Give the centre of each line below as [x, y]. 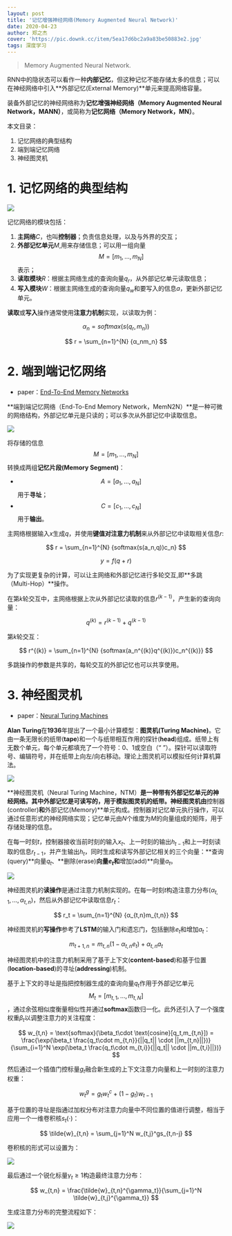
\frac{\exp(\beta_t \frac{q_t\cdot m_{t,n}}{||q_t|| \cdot [97, 1040]
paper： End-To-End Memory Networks [73, 392]
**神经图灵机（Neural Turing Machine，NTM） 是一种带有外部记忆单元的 [110, 792]
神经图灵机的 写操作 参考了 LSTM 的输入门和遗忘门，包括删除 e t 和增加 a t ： [109, 930]
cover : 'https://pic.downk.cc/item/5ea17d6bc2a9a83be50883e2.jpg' [105, 39]
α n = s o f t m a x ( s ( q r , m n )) [116, 327]
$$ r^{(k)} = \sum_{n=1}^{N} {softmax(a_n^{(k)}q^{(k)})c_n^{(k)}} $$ [116, 650]
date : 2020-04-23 [32, 26]
